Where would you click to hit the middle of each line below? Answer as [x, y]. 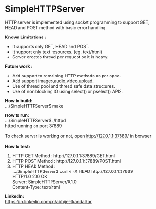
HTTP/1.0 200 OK [30, 176]
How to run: [17, 115]
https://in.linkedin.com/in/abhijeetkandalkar [49, 201]
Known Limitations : [26, 37]
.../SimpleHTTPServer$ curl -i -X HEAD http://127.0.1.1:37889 [72, 171]
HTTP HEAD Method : [34, 166]
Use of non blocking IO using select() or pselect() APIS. [67, 91]
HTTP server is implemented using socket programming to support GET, [77, 22]
